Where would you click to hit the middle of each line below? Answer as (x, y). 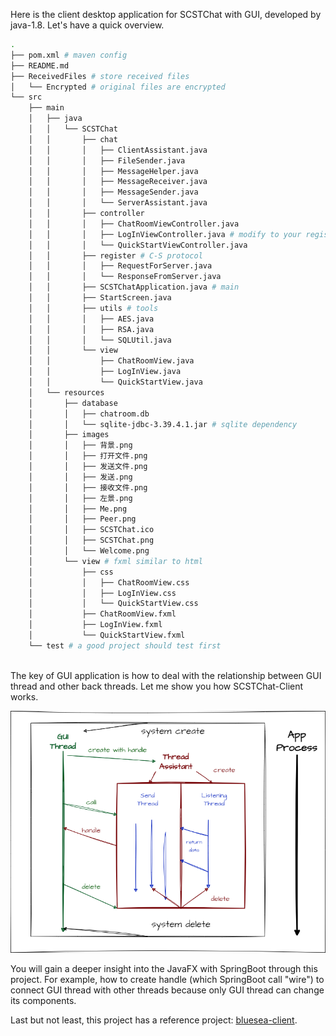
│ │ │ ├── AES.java (91, 319)
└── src (26, 97)
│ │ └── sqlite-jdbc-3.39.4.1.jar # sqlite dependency (163, 424)
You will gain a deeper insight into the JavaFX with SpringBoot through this (164, 969)
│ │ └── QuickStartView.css (113, 604)
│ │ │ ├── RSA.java (91, 329)
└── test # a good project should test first (125, 645)
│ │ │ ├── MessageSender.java (113, 192)
